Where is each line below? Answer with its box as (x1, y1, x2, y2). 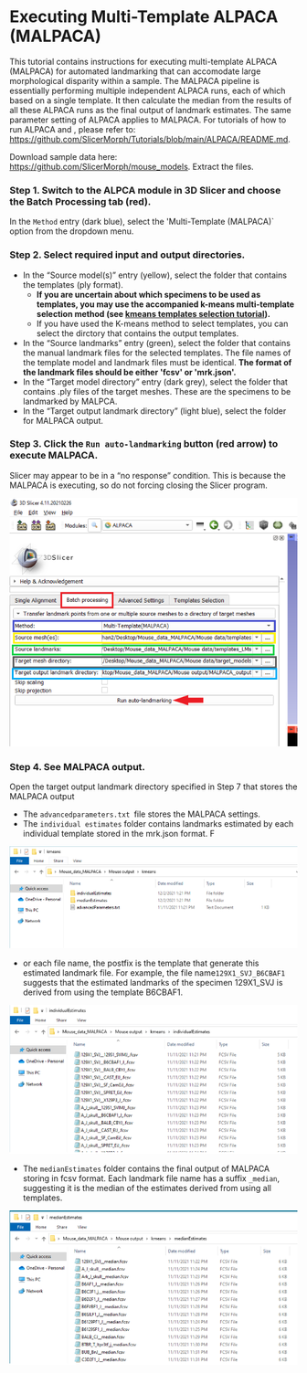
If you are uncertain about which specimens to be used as (36, 289, 261, 300)
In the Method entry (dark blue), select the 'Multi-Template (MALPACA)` (9, 217, 275, 227)
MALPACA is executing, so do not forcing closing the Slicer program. (9, 480, 268, 491)
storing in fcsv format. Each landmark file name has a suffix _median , (22, 1172, 281, 1184)
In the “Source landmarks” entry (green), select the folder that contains (22, 337, 291, 348)
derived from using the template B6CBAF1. (22, 987, 184, 998)
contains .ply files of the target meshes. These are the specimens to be (22, 385, 291, 396)
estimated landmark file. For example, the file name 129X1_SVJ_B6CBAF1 (22, 967, 286, 978)
